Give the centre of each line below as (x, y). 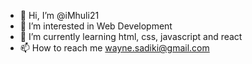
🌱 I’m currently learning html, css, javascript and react (131, 36)
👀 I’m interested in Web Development (96, 26)
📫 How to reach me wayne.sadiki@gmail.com (114, 48)
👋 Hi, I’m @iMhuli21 (59, 15)
